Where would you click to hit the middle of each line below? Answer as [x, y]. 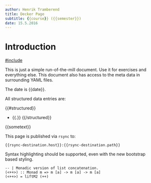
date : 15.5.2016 [21, 23]
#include [14, 61]
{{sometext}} [18, 127]
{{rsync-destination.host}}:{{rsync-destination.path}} [63, 145]
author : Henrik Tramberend [32, 9]
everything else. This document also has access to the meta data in [73, 75]
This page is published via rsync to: [41, 137]
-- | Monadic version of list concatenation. [52, 168]
